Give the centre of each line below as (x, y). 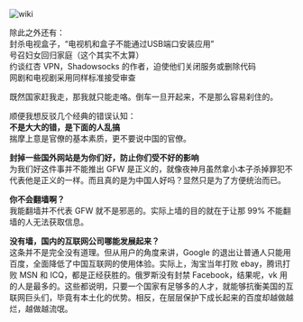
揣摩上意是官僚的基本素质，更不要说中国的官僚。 (100, 138)
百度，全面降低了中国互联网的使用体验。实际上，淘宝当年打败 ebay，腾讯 (146, 263)
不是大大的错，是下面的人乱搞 (64, 127)
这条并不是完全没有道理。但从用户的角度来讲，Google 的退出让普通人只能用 (150, 252)
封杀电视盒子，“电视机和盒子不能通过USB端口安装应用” (112, 44)
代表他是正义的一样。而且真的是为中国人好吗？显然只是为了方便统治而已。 (147, 180)
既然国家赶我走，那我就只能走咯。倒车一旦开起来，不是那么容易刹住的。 (143, 97)
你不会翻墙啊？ (37, 199)
